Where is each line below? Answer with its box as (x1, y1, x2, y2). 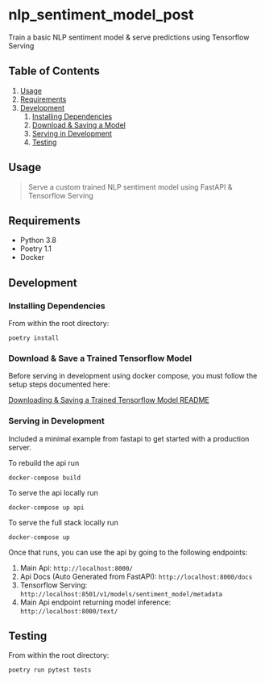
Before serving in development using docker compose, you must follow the (8, 371, 258, 381)
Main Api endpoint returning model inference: (19, 597, 172, 607)
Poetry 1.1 (19, 244, 52, 253)
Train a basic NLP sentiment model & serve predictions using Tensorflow (8, 32, 250, 42)
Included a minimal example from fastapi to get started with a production (8, 433, 250, 443)
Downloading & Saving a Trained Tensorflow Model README (8, 395, 209, 405)
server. (8, 442, 32, 452)
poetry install (8, 334, 60, 342)
